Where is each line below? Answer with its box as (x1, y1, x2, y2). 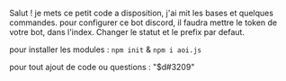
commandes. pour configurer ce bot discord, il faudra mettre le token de (9, 17, 278, 28)
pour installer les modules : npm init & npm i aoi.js (9, 44, 202, 55)
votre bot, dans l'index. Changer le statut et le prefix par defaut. (9, 27, 246, 37)
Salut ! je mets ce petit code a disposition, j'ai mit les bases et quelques (9, 8, 274, 18)
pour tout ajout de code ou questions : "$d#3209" (9, 62, 195, 72)
